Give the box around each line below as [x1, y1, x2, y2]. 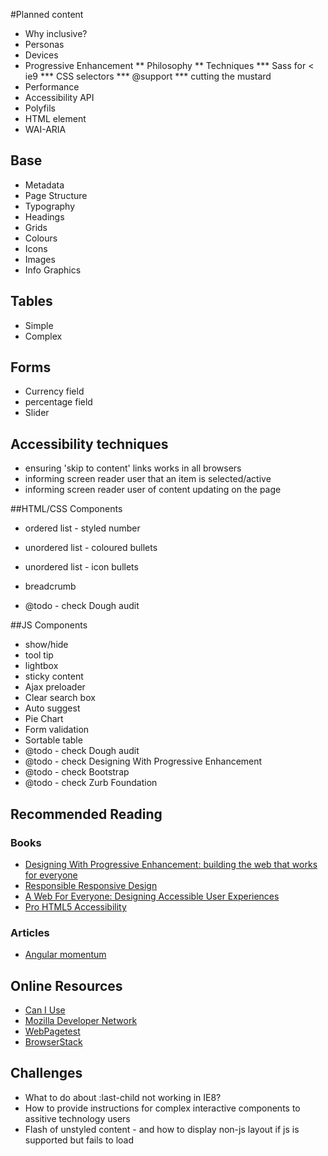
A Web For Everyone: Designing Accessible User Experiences [24, 890, 280, 902]
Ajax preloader [24, 681, 86, 693]
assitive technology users [24, 1112, 131, 1124]
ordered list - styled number [24, 522, 141, 534]
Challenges [10, 1065, 83, 1082]
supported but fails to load [24, 1134, 135, 1146]
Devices [24, 49, 59, 61]
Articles [10, 925, 50, 939]
